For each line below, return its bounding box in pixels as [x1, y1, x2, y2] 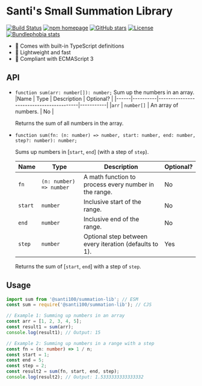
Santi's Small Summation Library [6, 4, 173, 18]
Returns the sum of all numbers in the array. [14, 119, 124, 127]
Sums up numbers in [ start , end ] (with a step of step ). [14, 148, 149, 155]
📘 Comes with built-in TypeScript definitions [14, 42, 124, 49]
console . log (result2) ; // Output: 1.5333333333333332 [6, 374, 144, 381]
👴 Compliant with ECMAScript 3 [14, 55, 94, 62]
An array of [150, 101, 179, 109]
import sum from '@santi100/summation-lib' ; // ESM [6, 296, 138, 302]
